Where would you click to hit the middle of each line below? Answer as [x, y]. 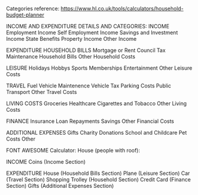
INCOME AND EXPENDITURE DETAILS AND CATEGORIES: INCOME [88, 26]
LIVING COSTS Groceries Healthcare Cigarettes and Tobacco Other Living [97, 103]
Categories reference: [33, 9]
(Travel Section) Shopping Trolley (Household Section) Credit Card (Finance [98, 179]
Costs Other [21, 139]
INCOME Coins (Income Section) [46, 162]
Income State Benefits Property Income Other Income [72, 39]
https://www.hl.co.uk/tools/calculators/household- [122, 9]
